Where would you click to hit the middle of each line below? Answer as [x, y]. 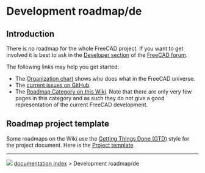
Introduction [31, 34]
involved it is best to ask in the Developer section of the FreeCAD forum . [97, 55]
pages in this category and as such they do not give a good [90, 98]
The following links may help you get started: [63, 67]
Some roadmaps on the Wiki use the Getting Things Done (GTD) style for [98, 138]
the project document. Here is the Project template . [71, 145]
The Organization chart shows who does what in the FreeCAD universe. [105, 79]
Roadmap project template [58, 124]
